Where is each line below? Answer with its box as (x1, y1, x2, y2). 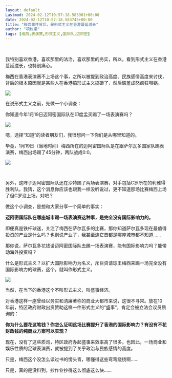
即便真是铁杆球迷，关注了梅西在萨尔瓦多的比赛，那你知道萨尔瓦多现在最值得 (5, 225, 167, 231)
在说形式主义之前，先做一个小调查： (5, 101, 82, 106)
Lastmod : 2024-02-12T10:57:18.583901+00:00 (5, 12, 100, 17)
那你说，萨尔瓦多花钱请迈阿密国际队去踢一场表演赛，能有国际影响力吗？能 (5, 242, 162, 249)
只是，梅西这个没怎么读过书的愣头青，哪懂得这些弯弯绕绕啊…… (5, 356, 139, 362)
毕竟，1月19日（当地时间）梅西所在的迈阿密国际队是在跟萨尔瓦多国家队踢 (5, 143, 160, 149)
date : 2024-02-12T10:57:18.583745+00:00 (5, 17, 93, 22)
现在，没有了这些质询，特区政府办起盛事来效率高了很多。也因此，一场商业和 (5, 339, 167, 345)
